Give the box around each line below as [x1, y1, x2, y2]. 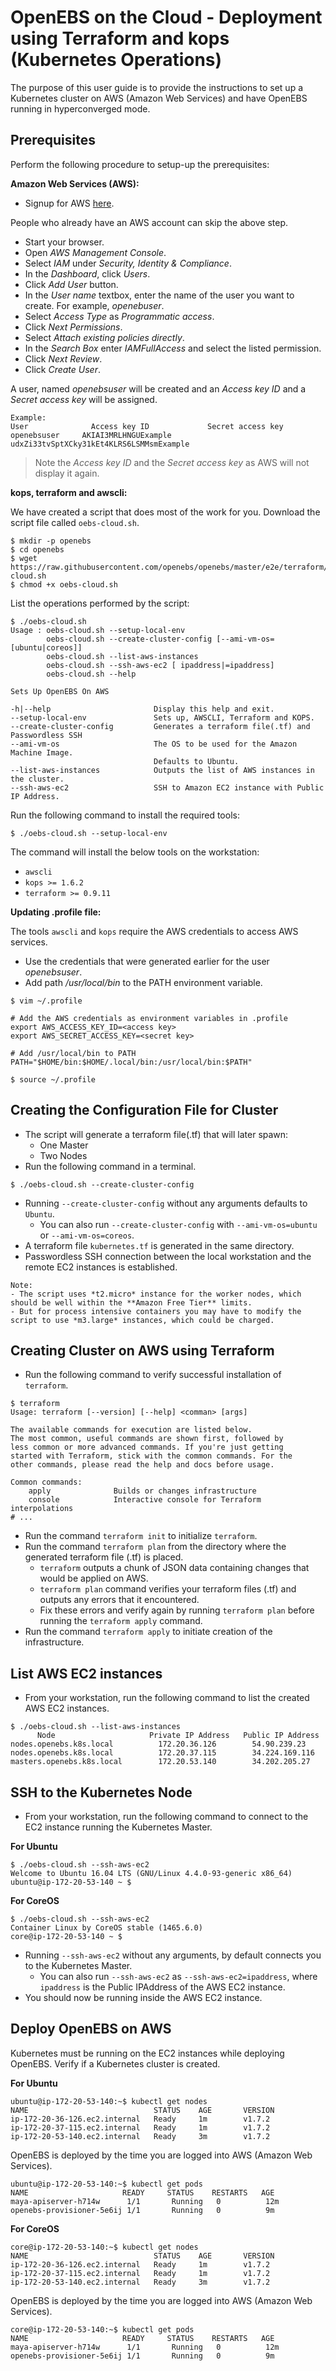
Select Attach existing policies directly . [24, 331, 185, 343]
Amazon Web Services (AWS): [10, 177, 140, 190]
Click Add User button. [24, 278, 119, 290]
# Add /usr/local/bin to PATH [10, 1048, 137, 1058]
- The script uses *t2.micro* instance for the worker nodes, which [10, 1289, 302, 1299]
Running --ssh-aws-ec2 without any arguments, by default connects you [24, 1949, 322, 1961]
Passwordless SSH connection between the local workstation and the [24, 1250, 312, 1262]
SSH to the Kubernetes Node [10, 1784, 193, 1801]
